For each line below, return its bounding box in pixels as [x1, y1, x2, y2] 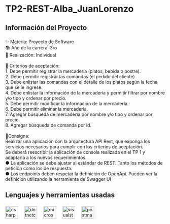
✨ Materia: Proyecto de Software [5, 39, 74, 45]
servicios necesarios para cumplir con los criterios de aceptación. [5, 143, 144, 150]
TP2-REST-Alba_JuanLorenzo [5, 3, 134, 15]
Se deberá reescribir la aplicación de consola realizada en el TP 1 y [5, 149, 146, 155]
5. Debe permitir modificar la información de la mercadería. [5, 100, 129, 107]
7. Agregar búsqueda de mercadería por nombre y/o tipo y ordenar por [5, 111, 153, 117]
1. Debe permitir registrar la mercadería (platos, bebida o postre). [5, 68, 141, 74]
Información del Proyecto [5, 23, 87, 32]
